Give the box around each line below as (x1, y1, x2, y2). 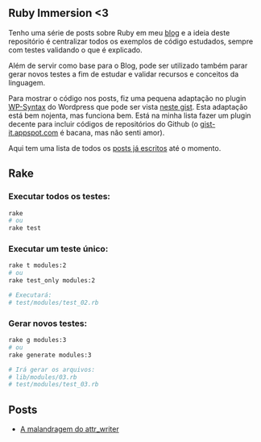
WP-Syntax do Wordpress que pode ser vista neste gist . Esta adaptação (8, 102, 248, 111)
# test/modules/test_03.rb (8, 381, 99, 389)
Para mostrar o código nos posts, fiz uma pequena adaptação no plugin (8, 93, 246, 103)
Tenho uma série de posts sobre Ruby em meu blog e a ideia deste (8, 27, 230, 37)
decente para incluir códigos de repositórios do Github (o (8, 119, 199, 128)
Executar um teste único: (8, 244, 109, 255)
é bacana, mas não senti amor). (60, 127, 165, 137)
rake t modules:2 (8, 261, 67, 269)
